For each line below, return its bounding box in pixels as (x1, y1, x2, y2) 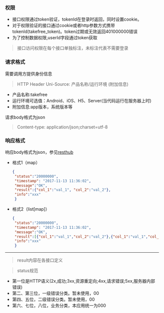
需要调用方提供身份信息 (5, 71, 52, 76)
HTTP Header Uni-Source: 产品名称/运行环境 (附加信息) (17, 81, 129, 87)
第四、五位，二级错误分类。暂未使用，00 (12, 296, 95, 302)
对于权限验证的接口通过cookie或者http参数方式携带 (12, 23, 115, 28)
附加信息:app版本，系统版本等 (12, 104, 73, 110)
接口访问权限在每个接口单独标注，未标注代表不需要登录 (17, 45, 128, 51)
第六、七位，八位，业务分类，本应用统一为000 (12, 303, 106, 309)
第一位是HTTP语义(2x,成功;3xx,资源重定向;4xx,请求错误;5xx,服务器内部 (12, 278, 155, 284)
